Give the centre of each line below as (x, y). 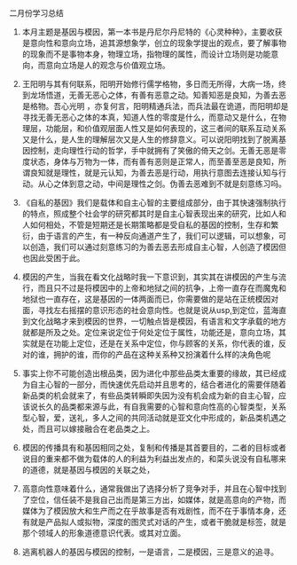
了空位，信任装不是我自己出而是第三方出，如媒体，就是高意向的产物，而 (154, 500)
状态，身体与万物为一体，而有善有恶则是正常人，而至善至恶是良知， (154, 161)
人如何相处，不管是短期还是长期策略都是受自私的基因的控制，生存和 (146, 225)
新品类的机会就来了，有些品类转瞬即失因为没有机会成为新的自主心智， (150, 396)
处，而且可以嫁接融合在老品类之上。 (88, 429)
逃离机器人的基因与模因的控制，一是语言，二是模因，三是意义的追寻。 (150, 552)
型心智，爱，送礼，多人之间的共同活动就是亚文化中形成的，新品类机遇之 (154, 418)
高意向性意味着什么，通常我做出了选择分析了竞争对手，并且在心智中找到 (154, 489)
